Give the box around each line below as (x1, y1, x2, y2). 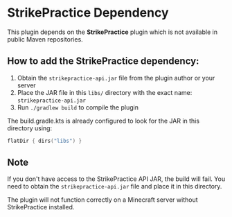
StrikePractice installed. (7, 203, 75, 211)
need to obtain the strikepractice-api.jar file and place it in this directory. (7, 182, 222, 191)
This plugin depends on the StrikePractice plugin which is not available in (7, 28, 218, 36)
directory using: (7, 123, 53, 132)
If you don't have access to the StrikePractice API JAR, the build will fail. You (7, 175, 226, 183)
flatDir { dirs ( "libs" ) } (7, 137, 82, 144)
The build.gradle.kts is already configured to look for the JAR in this (7, 116, 199, 125)
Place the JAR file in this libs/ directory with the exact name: (17, 88, 193, 96)
